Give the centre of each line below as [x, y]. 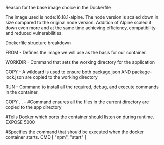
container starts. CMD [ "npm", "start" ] [46, 137]
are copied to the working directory [61, 77]
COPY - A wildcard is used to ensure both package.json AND [68, 72]
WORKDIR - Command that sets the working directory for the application [80, 62]
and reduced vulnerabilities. [34, 33]
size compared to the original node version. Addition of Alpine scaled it [78, 22]
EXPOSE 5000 [20, 122]
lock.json [15, 77]
